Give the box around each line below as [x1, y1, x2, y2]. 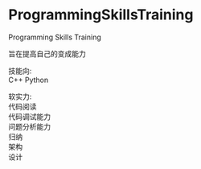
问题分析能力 [8, 122, 51, 131]
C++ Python [8, 75, 49, 84]
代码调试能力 [8, 111, 51, 122]
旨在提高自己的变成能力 [8, 48, 86, 58]
